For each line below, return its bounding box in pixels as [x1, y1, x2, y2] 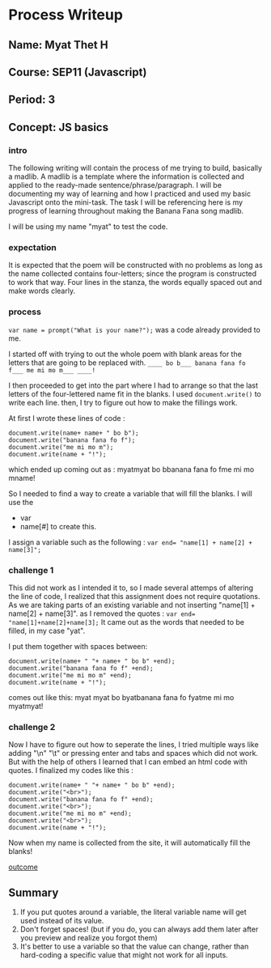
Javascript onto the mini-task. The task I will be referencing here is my [8, 197, 243, 207]
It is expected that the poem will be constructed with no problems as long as [8, 261, 263, 270]
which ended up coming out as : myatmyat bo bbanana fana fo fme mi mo [8, 464, 255, 474]
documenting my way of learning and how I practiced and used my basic [8, 189, 252, 199]
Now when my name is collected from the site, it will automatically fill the [8, 838, 251, 847]
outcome [8, 862, 38, 872]
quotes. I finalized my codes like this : [8, 766, 133, 775]
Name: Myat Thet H [8, 38, 108, 52]
